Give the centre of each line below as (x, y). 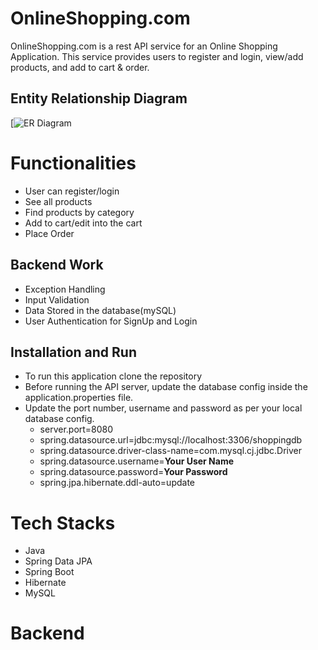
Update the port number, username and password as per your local (163, 408)
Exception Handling (65, 289)
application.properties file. (79, 398)
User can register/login (72, 191)
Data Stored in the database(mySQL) (100, 310)
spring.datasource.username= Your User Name (137, 461)
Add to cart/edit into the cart (83, 223)
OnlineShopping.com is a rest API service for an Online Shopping (144, 46)
